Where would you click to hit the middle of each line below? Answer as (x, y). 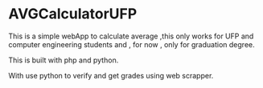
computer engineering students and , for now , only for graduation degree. (131, 44)
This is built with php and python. (64, 60)
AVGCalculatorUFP (73, 14)
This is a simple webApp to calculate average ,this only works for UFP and (131, 36)
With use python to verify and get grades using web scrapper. (111, 75)
